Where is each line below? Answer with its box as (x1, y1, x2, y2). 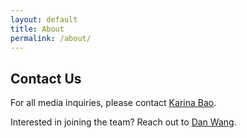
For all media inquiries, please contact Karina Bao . (10, 97, 217, 109)
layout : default (10, 14, 78, 25)
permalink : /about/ (10, 33, 92, 43)
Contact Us (10, 70, 82, 87)
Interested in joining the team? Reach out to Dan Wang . (10, 116, 237, 128)
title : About (10, 24, 65, 34)
